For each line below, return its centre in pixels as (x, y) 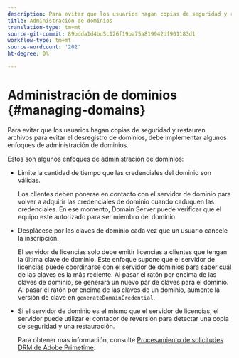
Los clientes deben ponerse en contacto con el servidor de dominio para (124, 194)
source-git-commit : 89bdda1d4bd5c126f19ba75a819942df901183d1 (101, 34)
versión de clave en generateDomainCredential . (86, 297)
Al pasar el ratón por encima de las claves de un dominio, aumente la (119, 290)
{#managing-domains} (76, 110)
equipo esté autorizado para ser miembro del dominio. (97, 216)
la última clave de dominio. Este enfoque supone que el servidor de (116, 259)
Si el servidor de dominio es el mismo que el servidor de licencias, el (118, 311)
